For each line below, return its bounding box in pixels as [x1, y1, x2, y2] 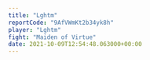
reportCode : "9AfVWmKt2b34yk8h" [8, 19, 114, 26]
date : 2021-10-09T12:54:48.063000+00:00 [8, 41, 143, 48]
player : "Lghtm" [8, 26, 61, 34]
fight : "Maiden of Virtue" [8, 33, 97, 41]
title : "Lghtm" [8, 11, 58, 19]
